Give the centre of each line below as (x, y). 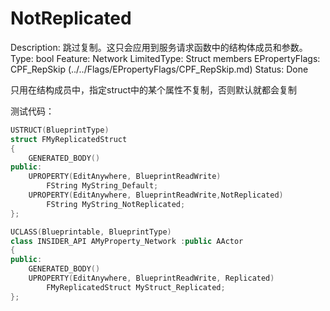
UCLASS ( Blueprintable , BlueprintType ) (91, 232)
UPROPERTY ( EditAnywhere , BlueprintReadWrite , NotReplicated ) (156, 195)
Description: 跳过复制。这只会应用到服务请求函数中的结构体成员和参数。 (159, 47)
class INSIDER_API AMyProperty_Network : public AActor (127, 241)
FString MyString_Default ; (102, 186)
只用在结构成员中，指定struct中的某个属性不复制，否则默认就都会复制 (154, 89)
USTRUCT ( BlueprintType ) (60, 130)
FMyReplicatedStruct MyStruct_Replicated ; (136, 287)
